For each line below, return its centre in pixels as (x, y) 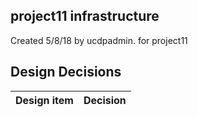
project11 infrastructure (85, 16)
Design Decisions (66, 72)
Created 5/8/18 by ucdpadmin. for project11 (99, 40)
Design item (44, 100)
